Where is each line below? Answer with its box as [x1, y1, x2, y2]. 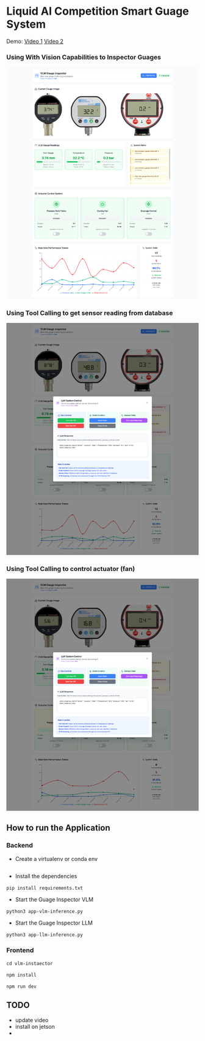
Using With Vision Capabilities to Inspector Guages [6, 53, 162, 61]
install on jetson [15, 1023, 55, 1030]
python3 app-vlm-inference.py [6, 908, 84, 914]
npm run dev [6, 983, 37, 990]
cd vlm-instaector [6, 961, 53, 967]
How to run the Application [6, 823, 111, 833]
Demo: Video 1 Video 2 [6, 37, 64, 45]
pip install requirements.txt [6, 885, 84, 891]
